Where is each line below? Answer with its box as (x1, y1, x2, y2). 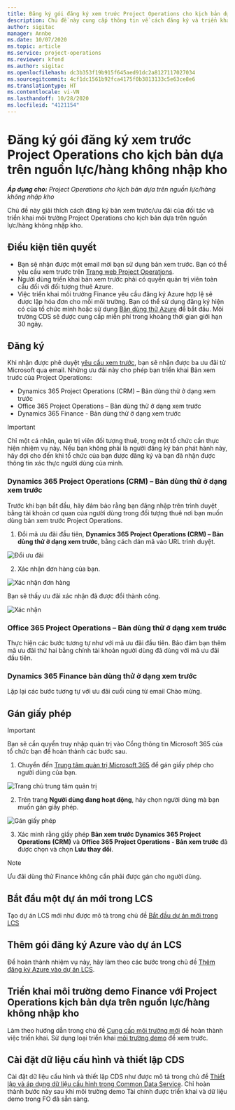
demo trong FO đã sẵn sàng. (7, 1095, 90, 1103)
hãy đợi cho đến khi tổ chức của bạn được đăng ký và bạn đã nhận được (7, 451, 215, 460)
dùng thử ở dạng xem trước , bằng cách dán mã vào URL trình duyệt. (17, 537, 215, 546)
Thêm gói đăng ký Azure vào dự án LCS (7, 939, 182, 951)
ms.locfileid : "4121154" (7, 102, 80, 109)
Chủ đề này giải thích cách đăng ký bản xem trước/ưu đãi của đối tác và (7, 206, 215, 214)
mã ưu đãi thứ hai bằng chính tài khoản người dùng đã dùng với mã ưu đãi (7, 647, 220, 655)
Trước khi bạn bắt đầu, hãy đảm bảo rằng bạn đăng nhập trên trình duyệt (7, 501, 218, 510)
